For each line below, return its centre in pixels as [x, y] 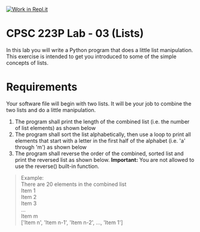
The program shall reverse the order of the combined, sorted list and [99, 153]
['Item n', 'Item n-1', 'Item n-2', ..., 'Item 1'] [72, 222]
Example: [32, 177]
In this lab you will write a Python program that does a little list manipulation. [100, 50]
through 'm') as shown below [51, 147]
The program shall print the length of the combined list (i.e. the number [102, 121]
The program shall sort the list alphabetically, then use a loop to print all [103, 134]
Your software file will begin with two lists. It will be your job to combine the [99, 103]
